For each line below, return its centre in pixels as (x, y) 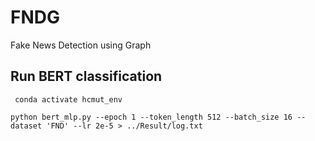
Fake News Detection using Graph (81, 45)
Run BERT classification (86, 76)
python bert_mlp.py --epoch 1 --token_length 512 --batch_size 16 (151, 117)
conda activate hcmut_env (68, 99)
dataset (26, 126)
